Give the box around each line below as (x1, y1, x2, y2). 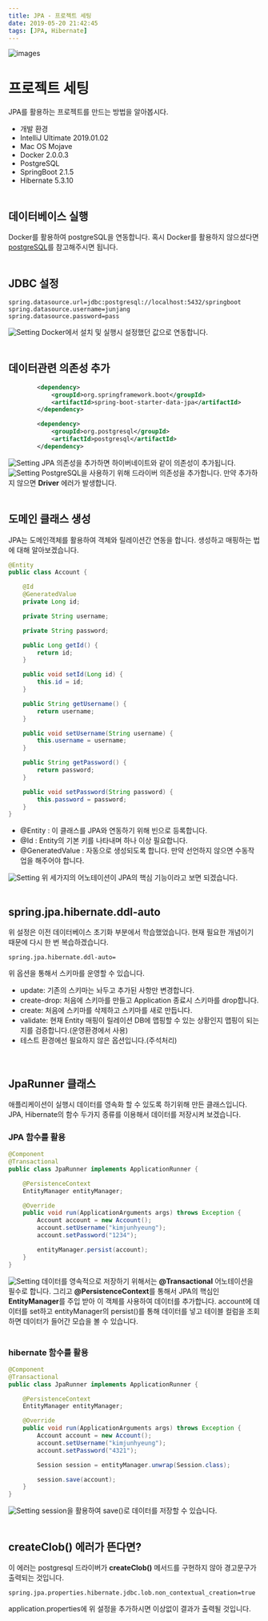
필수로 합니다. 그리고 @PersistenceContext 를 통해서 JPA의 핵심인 (8, 1286, 220, 1296)
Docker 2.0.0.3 (19, 150, 70, 160)
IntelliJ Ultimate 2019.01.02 (19, 133, 109, 143)
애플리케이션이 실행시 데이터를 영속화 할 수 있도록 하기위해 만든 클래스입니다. (8, 1099, 248, 1109)
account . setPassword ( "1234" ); (37, 1232, 138, 1240)
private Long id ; (22, 598, 81, 606)
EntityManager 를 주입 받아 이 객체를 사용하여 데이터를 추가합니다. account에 (8, 1296, 252, 1306)
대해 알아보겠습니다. (16, 545, 79, 554)
